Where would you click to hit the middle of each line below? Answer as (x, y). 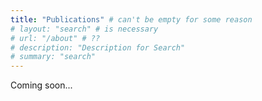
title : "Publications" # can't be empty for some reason (131, 19)
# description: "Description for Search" (98, 47)
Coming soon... (41, 85)
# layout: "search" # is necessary (84, 29)
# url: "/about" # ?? (55, 38)
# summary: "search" (53, 57)
